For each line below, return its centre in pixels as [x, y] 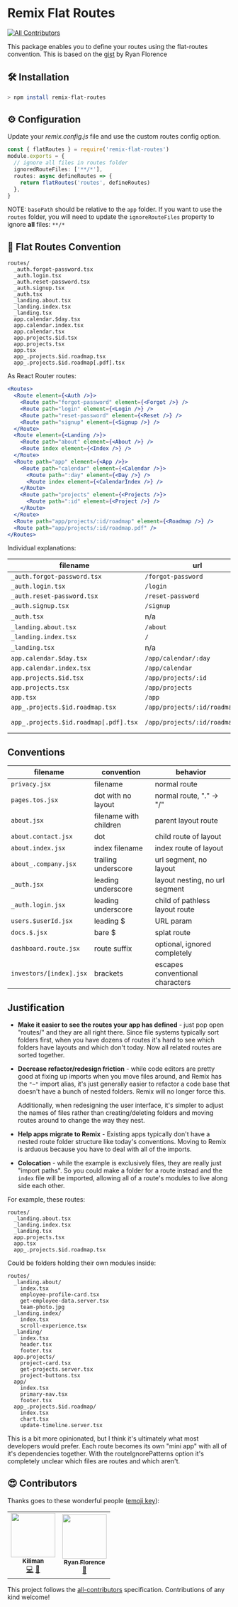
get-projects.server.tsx [57, 1370]
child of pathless [182, 901]
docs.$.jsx [29, 933]
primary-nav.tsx [44, 1394]
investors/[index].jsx [49, 973]
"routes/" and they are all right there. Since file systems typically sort [118, 1032]
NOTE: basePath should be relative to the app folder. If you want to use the [115, 209]
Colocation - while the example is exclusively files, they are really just [119, 1163]
